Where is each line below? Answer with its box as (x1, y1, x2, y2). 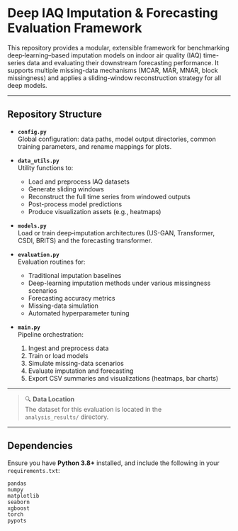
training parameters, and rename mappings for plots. (17, 142, 172, 150)
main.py (17, 324, 40, 331)
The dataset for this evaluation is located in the (24, 405, 162, 413)
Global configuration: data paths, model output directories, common (17, 135, 216, 143)
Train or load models (28, 351, 89, 359)
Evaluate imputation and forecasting (28, 367, 134, 375)
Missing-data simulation (28, 301, 99, 310)
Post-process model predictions (28, 200, 123, 208)
